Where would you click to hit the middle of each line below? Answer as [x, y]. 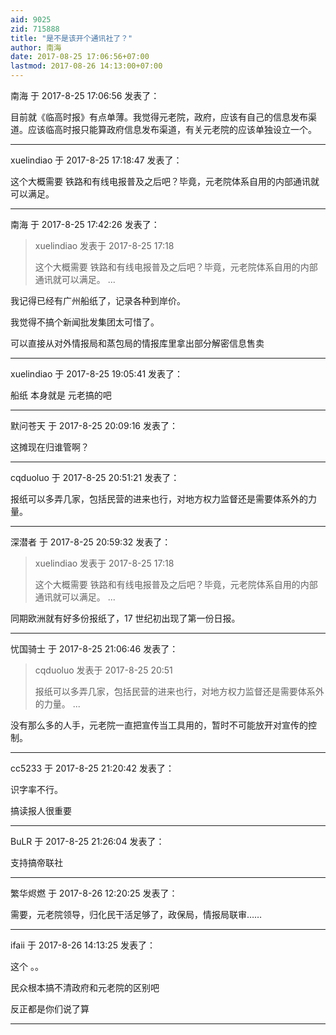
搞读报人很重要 [41, 810]
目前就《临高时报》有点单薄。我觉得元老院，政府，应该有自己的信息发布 [159, 117]
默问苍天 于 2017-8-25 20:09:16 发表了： [94, 425]
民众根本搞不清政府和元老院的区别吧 [85, 987]
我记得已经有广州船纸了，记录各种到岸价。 [98, 300]
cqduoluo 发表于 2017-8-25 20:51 [103, 670]
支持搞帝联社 [36, 862]
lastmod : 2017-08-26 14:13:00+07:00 [86, 66]
